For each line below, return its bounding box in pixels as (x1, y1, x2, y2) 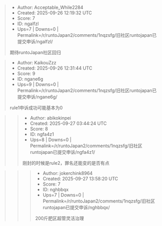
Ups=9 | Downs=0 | (17, 81, 59, 87)
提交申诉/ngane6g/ (17, 94, 58, 100)
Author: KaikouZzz (17, 60, 57, 65)
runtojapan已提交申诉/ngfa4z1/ (30, 149, 96, 155)
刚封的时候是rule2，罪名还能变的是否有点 (22, 160, 110, 166)
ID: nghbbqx (42, 187, 69, 192)
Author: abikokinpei (30, 115, 71, 121)
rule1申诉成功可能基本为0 (9, 105, 63, 110)
